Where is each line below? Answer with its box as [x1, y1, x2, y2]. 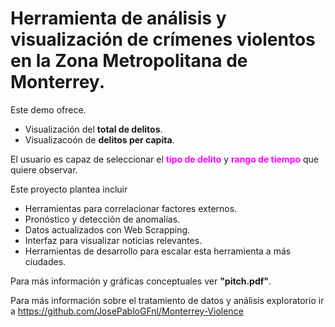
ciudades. [24, 255, 67, 267]
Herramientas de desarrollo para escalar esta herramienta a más [24, 245, 292, 257]
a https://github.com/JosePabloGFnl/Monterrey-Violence [10, 305, 244, 317]
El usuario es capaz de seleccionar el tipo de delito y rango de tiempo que [10, 153, 319, 165]
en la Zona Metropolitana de [10, 50, 248, 72]
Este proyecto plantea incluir [10, 183, 128, 195]
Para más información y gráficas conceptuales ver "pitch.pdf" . [10, 275, 272, 287]
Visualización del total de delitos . [24, 123, 163, 135]
